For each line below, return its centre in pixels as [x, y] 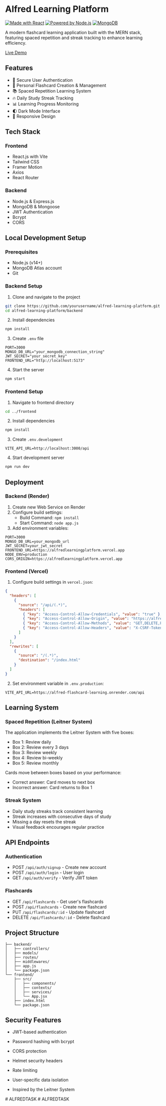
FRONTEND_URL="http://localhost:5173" [45, 361]
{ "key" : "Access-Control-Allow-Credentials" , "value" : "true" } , [93, 614]
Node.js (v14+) [27, 263]
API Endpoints [27, 843]
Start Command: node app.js [49, 523]
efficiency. [16, 43]
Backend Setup [24, 286]
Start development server [38, 458]
